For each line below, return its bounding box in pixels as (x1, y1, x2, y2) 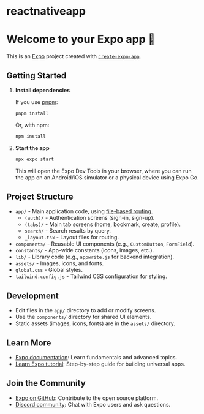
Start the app (15, 144, 50, 151)
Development (6, 290, 59, 301)
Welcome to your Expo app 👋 (6, 32, 156, 47)
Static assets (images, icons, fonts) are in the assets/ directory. (15, 320, 176, 327)
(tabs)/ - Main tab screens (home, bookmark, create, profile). (24, 220, 181, 228)
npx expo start (15, 156, 55, 162)
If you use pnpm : (15, 98, 58, 105)
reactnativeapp (6, 4, 86, 18)
